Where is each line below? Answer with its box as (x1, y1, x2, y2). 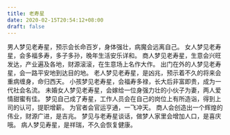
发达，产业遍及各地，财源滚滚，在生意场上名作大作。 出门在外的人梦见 (7, 60, 209, 69)
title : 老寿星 (7, 10, 45, 17)
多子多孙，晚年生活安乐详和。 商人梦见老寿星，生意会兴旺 (55, 51, 222, 60)
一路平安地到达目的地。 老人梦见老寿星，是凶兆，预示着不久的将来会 (25, 69, 222, 77)
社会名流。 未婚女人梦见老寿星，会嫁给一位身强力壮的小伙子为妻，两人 (12, 86, 215, 94)
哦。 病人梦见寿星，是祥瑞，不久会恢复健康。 (7, 120, 136, 129)
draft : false (7, 23, 45, 30)
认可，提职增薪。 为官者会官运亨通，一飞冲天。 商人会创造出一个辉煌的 (19, 103, 223, 111)
